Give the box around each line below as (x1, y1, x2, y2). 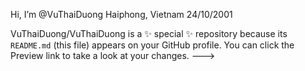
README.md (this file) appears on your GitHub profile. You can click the (10, 39, 295, 51)
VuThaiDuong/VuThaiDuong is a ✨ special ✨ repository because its (10, 28, 288, 39)
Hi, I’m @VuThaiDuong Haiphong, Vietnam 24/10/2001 (10, 9, 233, 20)
